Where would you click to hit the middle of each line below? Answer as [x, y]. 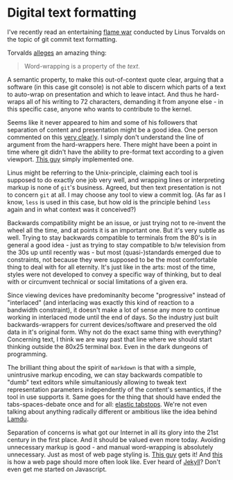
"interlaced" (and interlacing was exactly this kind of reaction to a [101, 302]
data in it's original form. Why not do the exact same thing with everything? [114, 332]
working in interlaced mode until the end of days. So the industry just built [113, 317]
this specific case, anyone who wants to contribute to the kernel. [100, 109]
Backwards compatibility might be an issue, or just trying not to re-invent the [116, 222]
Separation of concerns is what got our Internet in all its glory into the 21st [113, 432]
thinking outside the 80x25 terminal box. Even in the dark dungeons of [108, 346]
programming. [27, 354]
